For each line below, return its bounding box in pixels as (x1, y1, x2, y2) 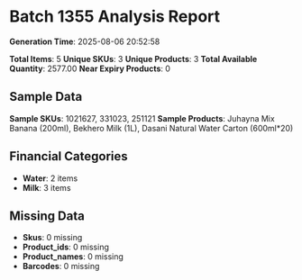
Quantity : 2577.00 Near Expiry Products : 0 (9, 63, 171, 74)
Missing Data (9, 208, 86, 223)
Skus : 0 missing (22, 232, 83, 243)
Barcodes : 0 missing (22, 261, 100, 272)
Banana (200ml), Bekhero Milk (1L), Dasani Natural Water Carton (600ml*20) (9, 122, 294, 133)
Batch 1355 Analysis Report (9, 6, 221, 27)
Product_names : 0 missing (22, 251, 124, 262)
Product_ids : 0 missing (22, 241, 110, 253)
